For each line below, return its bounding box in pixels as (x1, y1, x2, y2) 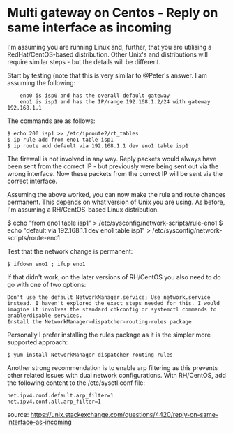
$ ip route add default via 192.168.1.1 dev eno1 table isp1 (7, 142, 189, 149)
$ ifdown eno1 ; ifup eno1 (7, 260, 86, 267)
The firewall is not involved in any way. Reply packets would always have (7, 154, 217, 163)
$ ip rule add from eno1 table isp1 (7, 136, 114, 143)
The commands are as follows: (7, 117, 96, 125)
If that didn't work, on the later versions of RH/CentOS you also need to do (7, 272, 221, 281)
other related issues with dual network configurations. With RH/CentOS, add (7, 371, 227, 379)
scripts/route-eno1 (7, 233, 61, 242)
